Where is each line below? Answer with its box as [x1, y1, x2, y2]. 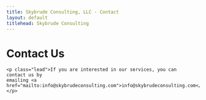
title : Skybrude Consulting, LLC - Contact [6, 9, 120, 15]
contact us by [6, 72, 43, 78]
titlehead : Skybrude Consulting [6, 20, 89, 26]
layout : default [6, 15, 48, 21]
